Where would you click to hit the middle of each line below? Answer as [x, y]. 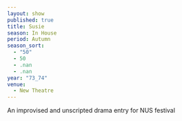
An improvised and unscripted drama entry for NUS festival [91, 111]
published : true [30, 20]
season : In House [32, 33]
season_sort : [26, 46]
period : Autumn [29, 39]
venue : [17, 84]
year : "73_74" [28, 78]
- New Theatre [33, 91]
